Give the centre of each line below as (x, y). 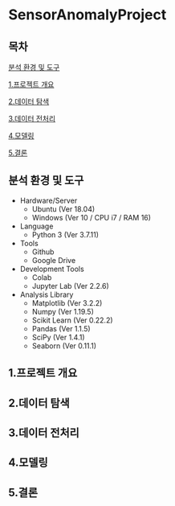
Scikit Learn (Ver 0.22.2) (73, 320)
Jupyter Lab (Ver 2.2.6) (71, 286)
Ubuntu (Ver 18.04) (63, 209)
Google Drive (54, 260)
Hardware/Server (49, 200)
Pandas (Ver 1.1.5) (61, 328)
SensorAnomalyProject (87, 15)
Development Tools (52, 269)
